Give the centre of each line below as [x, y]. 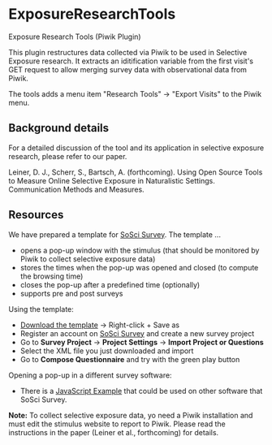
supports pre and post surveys [71, 293]
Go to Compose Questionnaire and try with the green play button [130, 359]
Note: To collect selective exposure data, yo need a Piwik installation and [131, 415]
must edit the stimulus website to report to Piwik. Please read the [117, 424]
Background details [59, 128]
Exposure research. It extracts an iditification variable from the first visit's [131, 61]
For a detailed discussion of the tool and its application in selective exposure [136, 148]
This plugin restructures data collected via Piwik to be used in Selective [128, 52]
